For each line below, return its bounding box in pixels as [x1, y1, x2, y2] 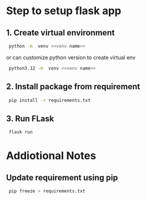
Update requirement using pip [6, 172, 118, 182]
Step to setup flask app [6, 4, 122, 18]
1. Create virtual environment [6, 28, 115, 38]
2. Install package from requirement [6, 81, 140, 92]
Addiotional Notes [6, 149, 97, 163]
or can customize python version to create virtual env [6, 54, 136, 61]
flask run [8, 129, 33, 135]
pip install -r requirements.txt [8, 97, 91, 103]
